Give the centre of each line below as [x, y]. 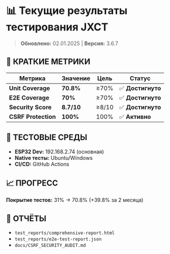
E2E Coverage [29, 98]
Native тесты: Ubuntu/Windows [53, 157]
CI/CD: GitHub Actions [42, 164]
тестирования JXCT [57, 27]
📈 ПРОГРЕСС [32, 183]
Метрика [33, 78]
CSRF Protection [33, 116]
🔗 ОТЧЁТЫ [26, 219]
